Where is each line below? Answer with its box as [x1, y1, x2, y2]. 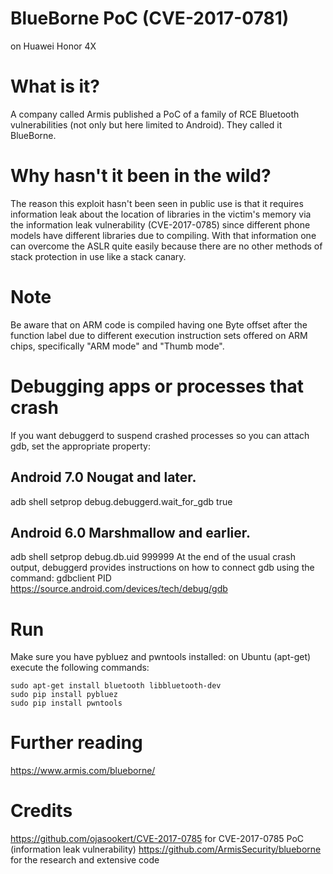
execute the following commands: [10, 662, 150, 674]
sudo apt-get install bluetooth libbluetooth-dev [10, 681, 222, 691]
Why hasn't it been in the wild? [10, 165, 272, 187]
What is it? [10, 75, 101, 98]
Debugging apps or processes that [10, 375, 305, 397]
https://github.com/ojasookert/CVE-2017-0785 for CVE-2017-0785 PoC [10, 833, 305, 845]
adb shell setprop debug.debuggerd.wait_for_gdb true [10, 495, 233, 507]
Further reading [10, 732, 143, 754]
